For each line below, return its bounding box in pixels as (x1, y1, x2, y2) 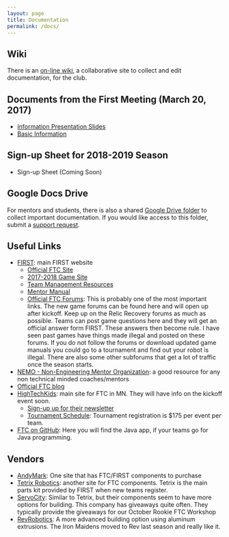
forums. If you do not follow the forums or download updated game (27, 339, 217, 347)
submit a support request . (7, 220, 80, 228)
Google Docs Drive (7, 188, 89, 200)
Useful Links (7, 241, 62, 252)
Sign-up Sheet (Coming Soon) (16, 167, 103, 176)
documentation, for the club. (7, 73, 87, 82)
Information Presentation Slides (16, 123, 106, 130)
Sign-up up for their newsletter (27, 404, 114, 412)
